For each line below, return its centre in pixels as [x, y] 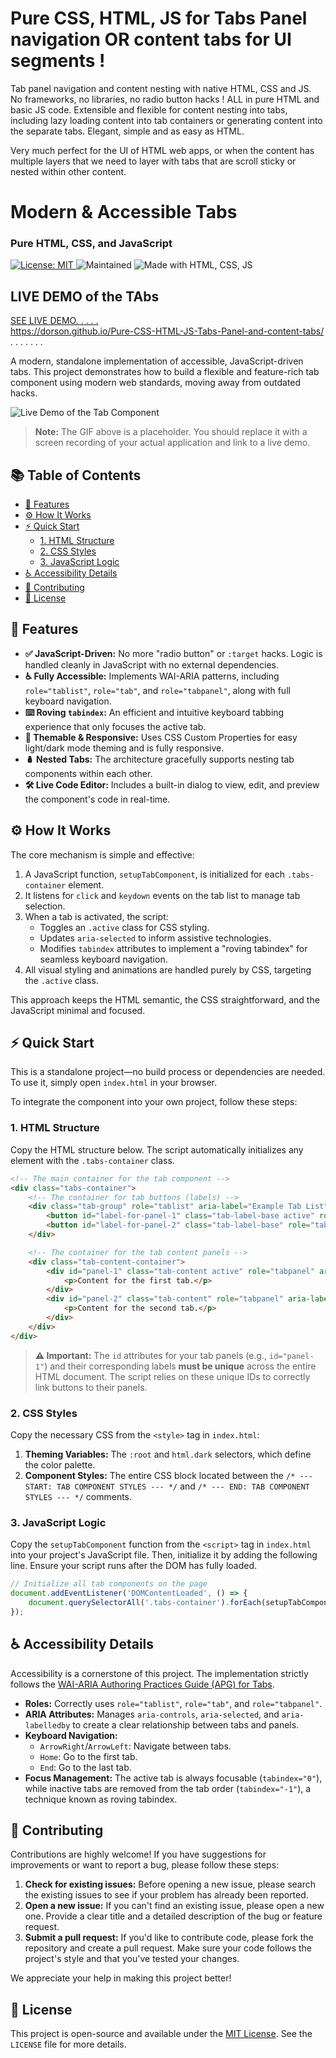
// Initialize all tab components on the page [109, 1584]
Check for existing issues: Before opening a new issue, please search [170, 1884]
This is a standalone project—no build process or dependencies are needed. [168, 1072]
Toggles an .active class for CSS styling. [124, 927]
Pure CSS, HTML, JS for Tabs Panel [159, 18]
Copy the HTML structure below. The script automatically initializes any [157, 1149]
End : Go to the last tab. [85, 1767]
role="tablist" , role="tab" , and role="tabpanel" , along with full [157, 690]
